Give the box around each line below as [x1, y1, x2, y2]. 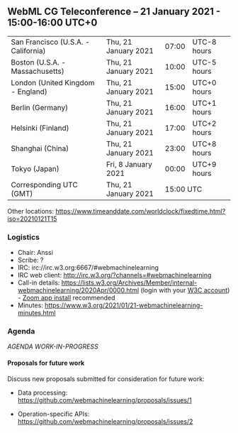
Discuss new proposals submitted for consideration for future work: [7, 374, 205, 383]
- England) [11, 87, 47, 97]
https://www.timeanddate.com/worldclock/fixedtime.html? [55, 207, 226, 215]
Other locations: [7, 207, 55, 215]
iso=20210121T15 [7, 214, 57, 223]
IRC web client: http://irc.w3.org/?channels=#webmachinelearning [17, 271, 212, 280]
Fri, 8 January [106, 159, 152, 169]
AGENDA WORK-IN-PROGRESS [7, 342, 98, 351]
